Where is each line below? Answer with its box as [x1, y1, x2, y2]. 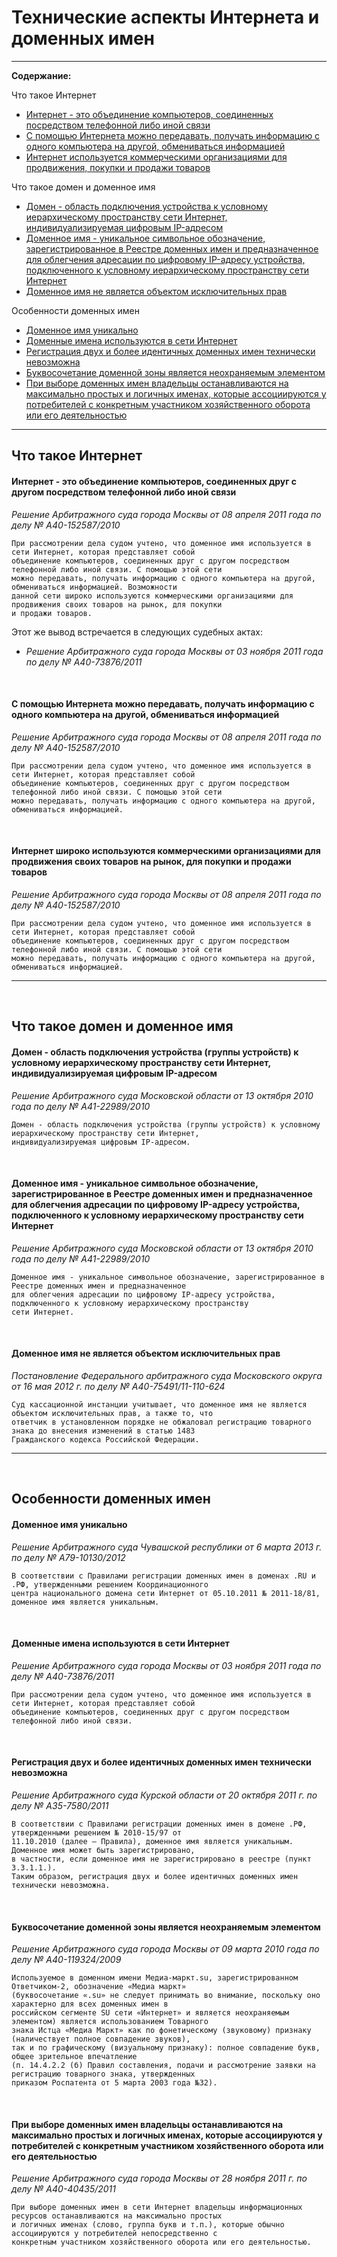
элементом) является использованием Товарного [11, 2017, 209, 2027]
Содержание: [11, 69, 72, 81]
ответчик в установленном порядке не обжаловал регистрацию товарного [11, 1417, 312, 1427]
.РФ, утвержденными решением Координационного [11, 1579, 209, 1590]
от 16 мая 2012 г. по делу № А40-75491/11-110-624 [11, 1380, 226, 1392]
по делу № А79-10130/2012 [11, 1551, 126, 1563]
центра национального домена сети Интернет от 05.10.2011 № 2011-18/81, [11, 1588, 321, 1598]
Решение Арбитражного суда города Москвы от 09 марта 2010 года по [11, 1943, 320, 1955]
